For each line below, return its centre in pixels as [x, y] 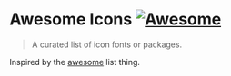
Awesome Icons [71, 19]
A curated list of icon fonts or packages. [107, 44]
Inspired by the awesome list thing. [75, 62]
